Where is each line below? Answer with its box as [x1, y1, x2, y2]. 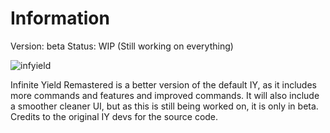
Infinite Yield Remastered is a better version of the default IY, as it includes [10, 78, 317, 91]
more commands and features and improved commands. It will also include [10, 89, 320, 101]
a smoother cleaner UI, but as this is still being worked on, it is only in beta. [10, 100, 319, 112]
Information [10, 7, 110, 30]
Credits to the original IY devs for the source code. [10, 110, 219, 122]
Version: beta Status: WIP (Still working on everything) [10, 40, 234, 52]
